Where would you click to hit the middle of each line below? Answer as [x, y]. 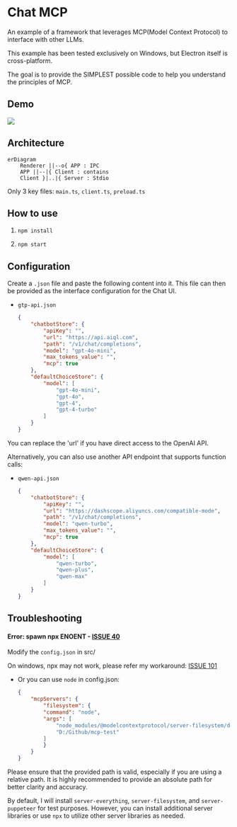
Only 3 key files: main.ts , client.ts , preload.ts [76, 191]
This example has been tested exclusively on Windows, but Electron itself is [117, 53]
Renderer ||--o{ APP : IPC [60, 166]
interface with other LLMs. [46, 39]
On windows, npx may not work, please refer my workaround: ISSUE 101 [112, 666]
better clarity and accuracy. [47, 787]
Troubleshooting [45, 618]
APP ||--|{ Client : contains [65, 172]
